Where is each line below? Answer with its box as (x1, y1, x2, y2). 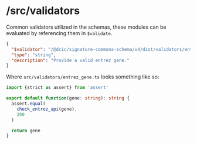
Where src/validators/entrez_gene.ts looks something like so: (6, 73, 159, 80)
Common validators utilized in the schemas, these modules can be (6, 23, 167, 30)
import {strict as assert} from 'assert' (6, 85, 109, 91)
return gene (11, 128, 41, 133)
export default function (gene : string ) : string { (6, 95, 130, 101)
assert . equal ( (11, 101, 46, 107)
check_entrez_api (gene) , (16, 106, 77, 112)
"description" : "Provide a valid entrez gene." (11, 57, 130, 63)
